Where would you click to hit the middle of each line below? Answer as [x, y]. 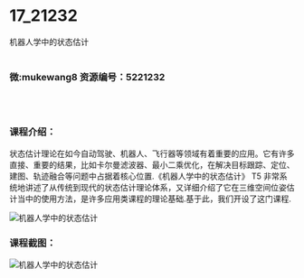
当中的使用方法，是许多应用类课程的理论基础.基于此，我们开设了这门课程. [154, 199]
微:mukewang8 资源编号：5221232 [87, 77]
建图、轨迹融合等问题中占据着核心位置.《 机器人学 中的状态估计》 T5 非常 [145, 176]
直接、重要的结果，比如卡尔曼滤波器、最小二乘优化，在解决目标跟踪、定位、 [152, 164]
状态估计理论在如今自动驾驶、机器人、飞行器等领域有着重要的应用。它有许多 [152, 153]
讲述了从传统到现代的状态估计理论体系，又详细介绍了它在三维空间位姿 [156, 187]
